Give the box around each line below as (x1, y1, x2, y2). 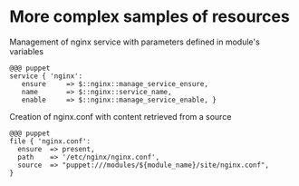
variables (9, 45, 43, 56)
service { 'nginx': (9, 71, 83, 81)
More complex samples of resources (9, 6, 290, 27)
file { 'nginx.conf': (9, 136, 92, 146)
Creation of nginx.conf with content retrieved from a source (9, 111, 232, 122)
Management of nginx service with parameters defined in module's (9, 36, 260, 47)
